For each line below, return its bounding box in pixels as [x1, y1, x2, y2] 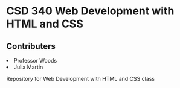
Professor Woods [14, 57, 57, 64]
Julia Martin [14, 63, 43, 71]
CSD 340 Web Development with [6, 4, 175, 18]
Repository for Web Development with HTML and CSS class [6, 75, 155, 82]
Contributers [6, 41, 56, 51]
